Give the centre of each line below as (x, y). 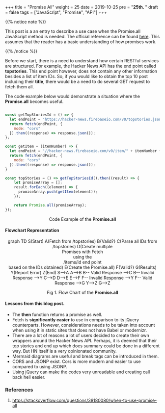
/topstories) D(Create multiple (82, 246)
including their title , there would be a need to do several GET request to (78, 81)
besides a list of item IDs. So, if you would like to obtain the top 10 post (77, 76)
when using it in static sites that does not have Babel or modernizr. (80, 330)
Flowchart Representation (32, 231)
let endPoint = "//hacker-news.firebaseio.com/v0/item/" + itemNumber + (85, 151)
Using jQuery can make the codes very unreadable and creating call (81, 372)
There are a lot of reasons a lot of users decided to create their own (81, 336)
